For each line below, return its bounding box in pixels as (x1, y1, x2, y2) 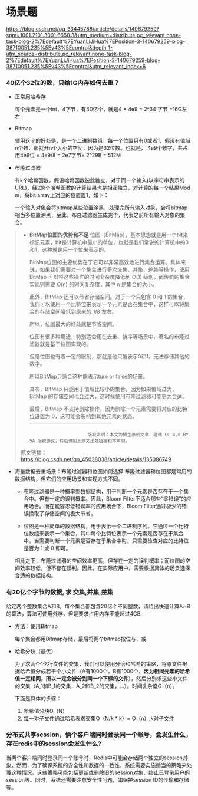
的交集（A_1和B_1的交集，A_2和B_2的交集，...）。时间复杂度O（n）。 (14, 682, 178, 689)
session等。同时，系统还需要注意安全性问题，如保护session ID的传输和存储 (6, 776, 190, 783)
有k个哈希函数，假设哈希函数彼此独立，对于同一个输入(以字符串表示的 (14, 177, 185, 184)
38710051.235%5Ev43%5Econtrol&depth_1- (6, 44, 113, 51)
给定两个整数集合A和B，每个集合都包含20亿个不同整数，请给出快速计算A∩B (6, 603, 190, 610)
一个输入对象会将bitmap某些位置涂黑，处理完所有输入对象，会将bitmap (14, 204, 188, 211)
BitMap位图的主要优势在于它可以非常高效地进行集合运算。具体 (29, 259, 181, 266)
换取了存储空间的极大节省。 (28, 510, 96, 517)
